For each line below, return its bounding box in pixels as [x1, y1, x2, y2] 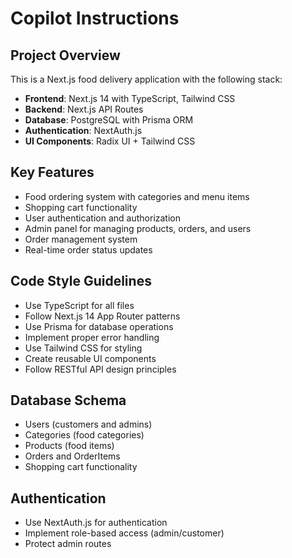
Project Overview [10, 47, 121, 64]
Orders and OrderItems [24, 450, 121, 462]
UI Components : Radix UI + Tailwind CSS [24, 135, 196, 147]
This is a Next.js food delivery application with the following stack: [10, 73, 283, 85]
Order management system [24, 233, 138, 245]
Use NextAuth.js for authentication [24, 517, 168, 529]
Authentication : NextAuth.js [24, 125, 143, 136]
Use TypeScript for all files [24, 299, 135, 311]
